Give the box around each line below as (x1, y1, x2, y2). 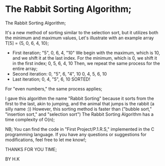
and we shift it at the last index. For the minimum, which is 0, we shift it (12, 55, 158, 61)
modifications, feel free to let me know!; (5, 137, 87, 143)
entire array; (12, 66, 38, 72)
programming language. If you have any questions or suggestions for (5, 131, 147, 137)
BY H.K (5, 156, 20, 162)
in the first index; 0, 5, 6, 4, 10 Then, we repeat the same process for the (12, 60, 160, 66)
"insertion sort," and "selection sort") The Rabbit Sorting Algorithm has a (5, 111, 154, 117)
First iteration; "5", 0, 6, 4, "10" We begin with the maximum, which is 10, (12, 50, 161, 56)
